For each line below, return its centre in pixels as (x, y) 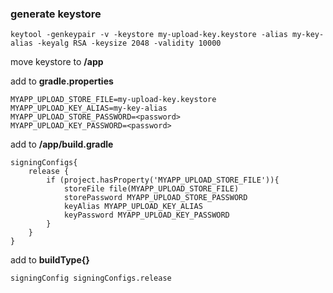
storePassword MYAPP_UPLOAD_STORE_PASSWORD (155, 198)
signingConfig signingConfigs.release (91, 278)
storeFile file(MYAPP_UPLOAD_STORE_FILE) (151, 189)
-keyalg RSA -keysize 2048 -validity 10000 (129, 43)
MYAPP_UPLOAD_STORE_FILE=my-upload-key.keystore (113, 100)
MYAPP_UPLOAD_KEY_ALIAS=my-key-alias (89, 108)
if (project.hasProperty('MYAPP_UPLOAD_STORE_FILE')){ (163, 180)
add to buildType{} (50, 260)
